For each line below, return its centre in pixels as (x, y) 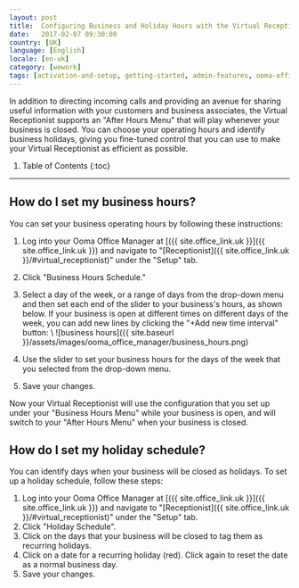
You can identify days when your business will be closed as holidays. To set (148, 472)
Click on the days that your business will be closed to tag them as (142, 536)
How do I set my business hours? (103, 202)
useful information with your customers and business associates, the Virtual (148, 110)
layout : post (33, 17)
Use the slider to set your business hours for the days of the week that (151, 359)
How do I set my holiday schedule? (108, 450)
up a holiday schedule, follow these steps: (86, 481)
